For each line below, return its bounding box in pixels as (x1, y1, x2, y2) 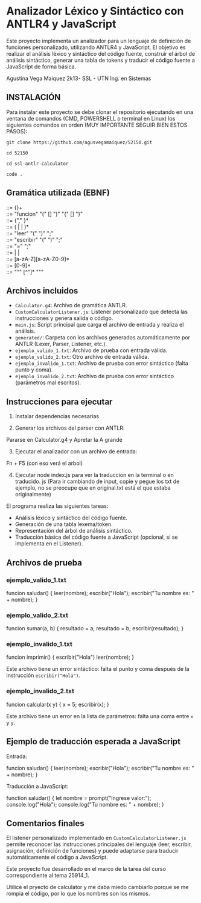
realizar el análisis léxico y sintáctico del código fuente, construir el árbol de (6, 50, 195, 57)
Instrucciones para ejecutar (6, 396, 113, 407)
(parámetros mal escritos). (14, 379, 81, 386)
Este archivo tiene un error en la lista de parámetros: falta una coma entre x (6, 712, 194, 719)
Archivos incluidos (6, 285, 78, 296)
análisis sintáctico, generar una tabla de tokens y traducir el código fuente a (6, 56, 195, 64)
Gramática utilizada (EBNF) (6, 188, 110, 198)
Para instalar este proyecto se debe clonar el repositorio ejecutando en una (6, 108, 194, 116)
